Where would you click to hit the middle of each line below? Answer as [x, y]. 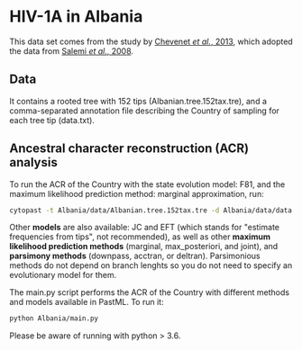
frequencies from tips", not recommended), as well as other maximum [140, 237]
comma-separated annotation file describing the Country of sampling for [144, 111]
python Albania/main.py [54, 319]
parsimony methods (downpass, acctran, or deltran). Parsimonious [135, 256]
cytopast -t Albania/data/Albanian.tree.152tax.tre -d [114, 210]
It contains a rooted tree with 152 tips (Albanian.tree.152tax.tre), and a [138, 101]
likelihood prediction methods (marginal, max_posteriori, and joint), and [144, 247]
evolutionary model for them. [63, 275]
